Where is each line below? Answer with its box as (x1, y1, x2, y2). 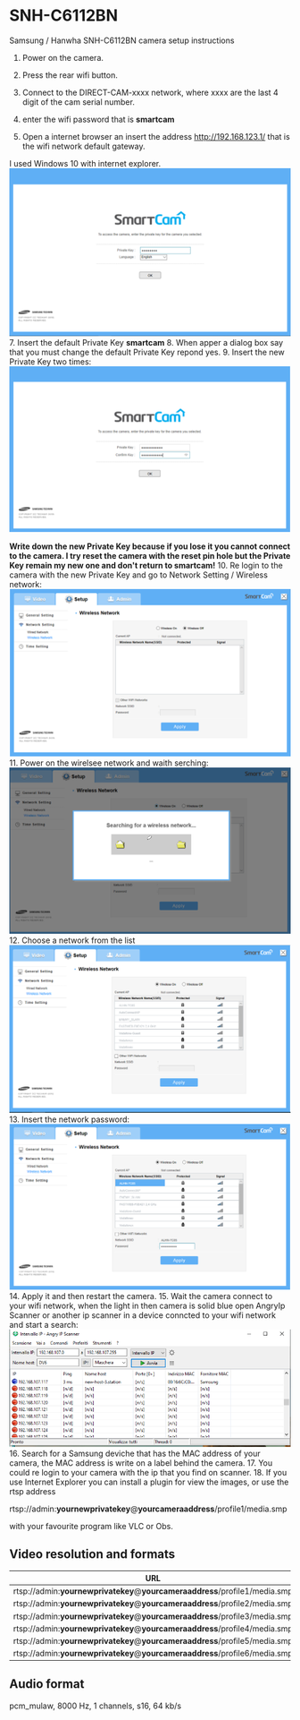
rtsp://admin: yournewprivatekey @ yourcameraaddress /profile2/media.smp (12, 1598, 293, 1609)
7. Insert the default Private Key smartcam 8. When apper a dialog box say (9, 338, 284, 348)
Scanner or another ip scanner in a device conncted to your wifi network (9, 1310, 277, 1321)
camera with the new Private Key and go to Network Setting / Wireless (9, 569, 268, 580)
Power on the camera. (21, 52, 104, 63)
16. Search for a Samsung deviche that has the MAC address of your (9, 1448, 261, 1459)
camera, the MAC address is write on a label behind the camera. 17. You (9, 1457, 273, 1468)
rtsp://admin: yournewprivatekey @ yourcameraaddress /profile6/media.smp (12, 1648, 293, 1659)
